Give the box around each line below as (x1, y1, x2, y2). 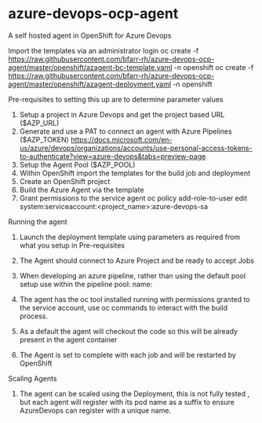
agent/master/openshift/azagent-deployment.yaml (8, 79, 171, 89)
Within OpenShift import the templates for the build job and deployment (19, 168, 251, 178)
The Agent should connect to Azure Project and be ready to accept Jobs (19, 256, 255, 265)
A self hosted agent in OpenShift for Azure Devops (8, 31, 172, 40)
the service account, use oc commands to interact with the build (19, 303, 228, 312)
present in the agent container (19, 335, 118, 344)
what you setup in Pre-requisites (19, 241, 126, 250)
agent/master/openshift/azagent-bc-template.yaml (8, 62, 173, 72)
